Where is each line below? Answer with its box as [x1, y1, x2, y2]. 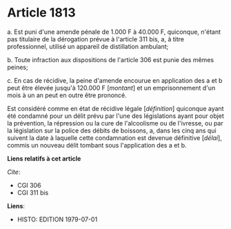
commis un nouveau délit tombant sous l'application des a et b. [7, 141, 188, 149]
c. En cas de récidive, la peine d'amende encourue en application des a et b [7, 76, 223, 84]
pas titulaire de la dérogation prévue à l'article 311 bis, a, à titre [7, 34, 185, 43]
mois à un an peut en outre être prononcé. [7, 91, 128, 99]
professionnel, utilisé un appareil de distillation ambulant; [7, 42, 169, 50]
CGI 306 [17, 181, 41, 189]
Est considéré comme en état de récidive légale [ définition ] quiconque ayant [7, 104, 224, 112]
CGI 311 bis [17, 188, 49, 197]
